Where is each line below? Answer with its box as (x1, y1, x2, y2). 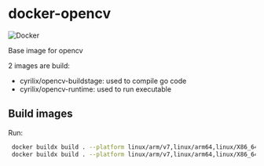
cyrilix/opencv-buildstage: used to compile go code (19, 76, 187, 85)
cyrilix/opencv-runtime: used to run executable (19, 84, 171, 94)
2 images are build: (8, 60, 71, 70)
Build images (8, 107, 73, 121)
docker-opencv (8, 5, 112, 23)
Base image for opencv (8, 45, 84, 55)
